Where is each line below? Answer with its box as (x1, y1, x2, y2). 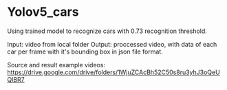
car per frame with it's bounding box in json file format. (7, 47, 163, 56)
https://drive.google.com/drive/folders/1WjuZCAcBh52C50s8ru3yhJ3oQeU (7, 68, 220, 76)
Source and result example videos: (7, 60, 105, 69)
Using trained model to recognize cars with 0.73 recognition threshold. (7, 27, 208, 35)
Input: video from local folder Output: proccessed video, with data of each (7, 40, 217, 48)
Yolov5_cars (7, 4, 79, 20)
